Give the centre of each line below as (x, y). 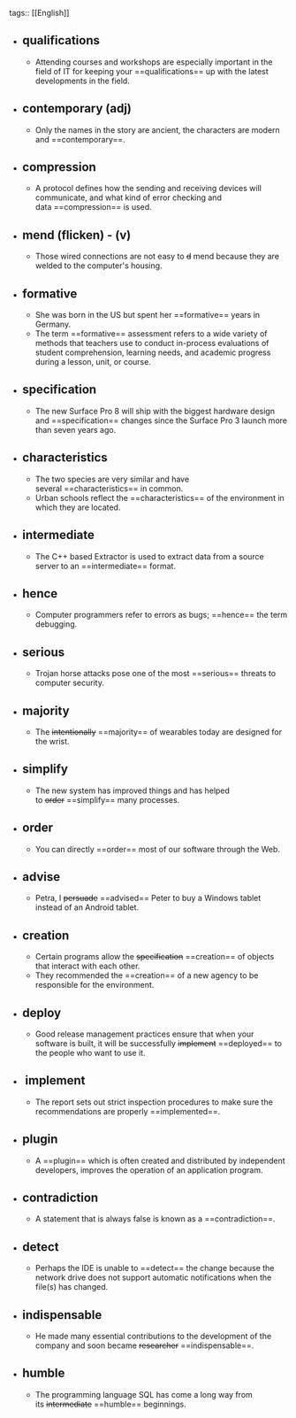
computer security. (69, 683)
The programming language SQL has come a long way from (144, 1394)
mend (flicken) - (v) (76, 235)
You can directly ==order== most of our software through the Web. (158, 849)
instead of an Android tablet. (87, 907)
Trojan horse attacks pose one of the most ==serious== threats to (156, 674)
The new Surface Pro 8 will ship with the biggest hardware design (155, 411)
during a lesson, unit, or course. (93, 362)
